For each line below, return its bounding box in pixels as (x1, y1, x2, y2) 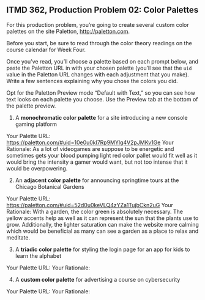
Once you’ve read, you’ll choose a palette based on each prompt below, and (6, 57, 199, 65)
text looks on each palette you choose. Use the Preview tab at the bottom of (6, 95, 198, 103)
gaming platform (15, 120, 57, 128)
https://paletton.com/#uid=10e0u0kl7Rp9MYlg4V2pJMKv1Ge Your (6, 139, 174, 146)
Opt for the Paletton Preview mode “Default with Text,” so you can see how (6, 89, 196, 97)
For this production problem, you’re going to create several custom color (6, 21, 189, 28)
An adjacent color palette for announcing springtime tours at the (15, 177, 179, 184)
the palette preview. (6, 102, 56, 109)
